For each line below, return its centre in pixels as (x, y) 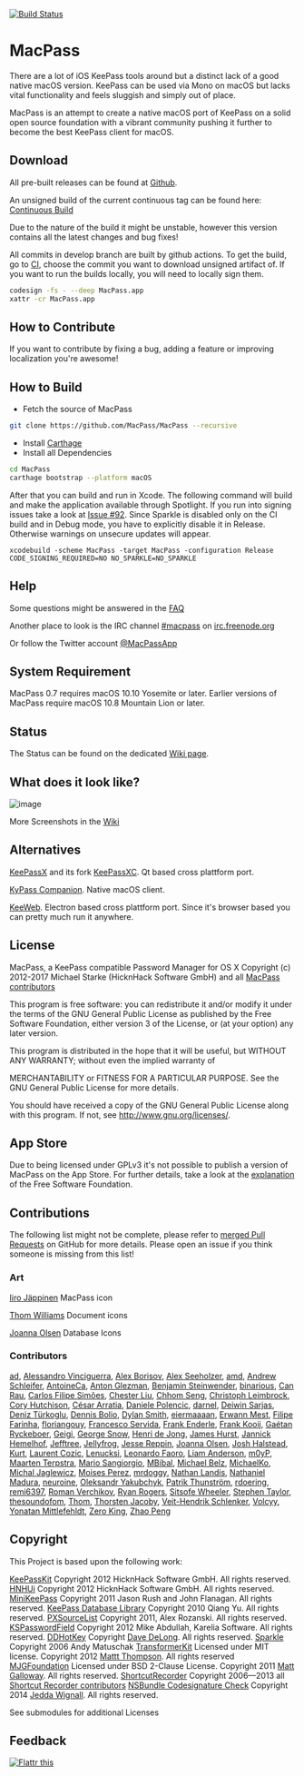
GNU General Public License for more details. (94, 1087)
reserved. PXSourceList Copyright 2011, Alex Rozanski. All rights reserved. (148, 1617)
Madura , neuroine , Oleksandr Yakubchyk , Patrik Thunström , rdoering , (139, 1482)
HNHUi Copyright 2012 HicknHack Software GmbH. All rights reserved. (142, 1588)
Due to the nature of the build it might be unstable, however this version (143, 227)
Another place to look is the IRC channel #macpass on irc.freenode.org (142, 626)
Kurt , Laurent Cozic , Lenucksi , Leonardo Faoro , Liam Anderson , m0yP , (141, 1453)
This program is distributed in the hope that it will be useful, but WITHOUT (148, 1051)
